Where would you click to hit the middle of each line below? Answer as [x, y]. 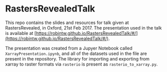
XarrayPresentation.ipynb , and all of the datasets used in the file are [76, 53]
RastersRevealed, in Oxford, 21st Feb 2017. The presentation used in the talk [83, 27]
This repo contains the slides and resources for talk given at [67, 22]
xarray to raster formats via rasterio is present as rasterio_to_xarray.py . [81, 64]
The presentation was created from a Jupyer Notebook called [69, 48]
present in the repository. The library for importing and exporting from [77, 58]
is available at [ [21, 33]
